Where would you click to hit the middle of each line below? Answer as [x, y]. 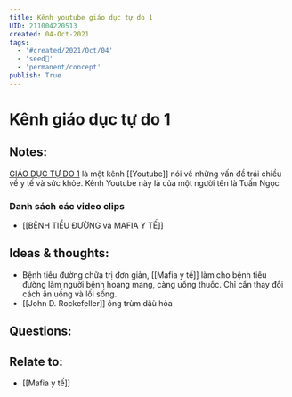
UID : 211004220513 [43, 26]
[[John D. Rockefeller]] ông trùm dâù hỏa [97, 303]
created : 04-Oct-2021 [49, 34]
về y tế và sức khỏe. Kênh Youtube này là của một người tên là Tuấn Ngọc [145, 182]
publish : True [36, 76]
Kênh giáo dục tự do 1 [90, 119]
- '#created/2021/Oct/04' [65, 51]
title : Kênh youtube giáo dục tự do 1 [81, 17]
